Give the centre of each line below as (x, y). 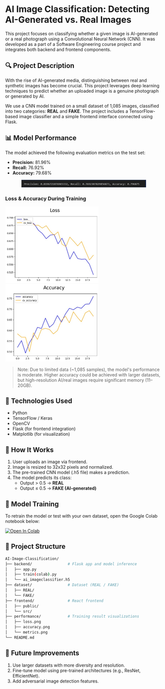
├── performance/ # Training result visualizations (72, 617)
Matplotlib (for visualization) (41, 434)
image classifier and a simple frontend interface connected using (86, 116)
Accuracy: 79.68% (32, 172)
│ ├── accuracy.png (28, 627)
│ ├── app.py (21, 569)
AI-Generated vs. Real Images (68, 20)
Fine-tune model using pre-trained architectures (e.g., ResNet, (77, 670)
